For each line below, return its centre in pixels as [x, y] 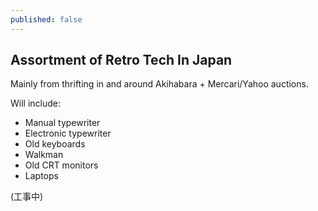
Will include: [36, 103]
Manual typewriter [62, 123]
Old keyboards [55, 144]
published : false [46, 19]
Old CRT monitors [61, 165]
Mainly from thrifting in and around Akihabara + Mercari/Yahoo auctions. [159, 84]
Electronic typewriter [68, 133]
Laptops [41, 176]
